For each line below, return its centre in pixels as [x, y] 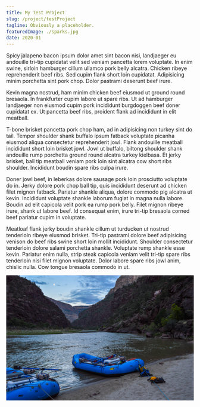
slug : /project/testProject [41, 19]
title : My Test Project [36, 13]
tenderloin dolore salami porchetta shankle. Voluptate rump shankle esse [96, 248]
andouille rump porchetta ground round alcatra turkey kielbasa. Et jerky [94, 155]
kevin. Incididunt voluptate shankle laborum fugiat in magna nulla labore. [95, 198]
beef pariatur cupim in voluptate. [46, 218]
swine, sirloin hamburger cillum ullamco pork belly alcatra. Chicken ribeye [97, 68]
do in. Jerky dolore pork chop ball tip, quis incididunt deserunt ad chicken [97, 186]
